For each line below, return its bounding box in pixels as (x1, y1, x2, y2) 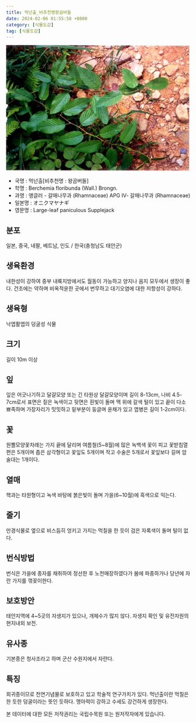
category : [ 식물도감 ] (6, 22, 54, 28)
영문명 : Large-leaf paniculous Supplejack (14, 207, 115, 214)
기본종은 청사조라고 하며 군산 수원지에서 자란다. (6, 655, 114, 662)
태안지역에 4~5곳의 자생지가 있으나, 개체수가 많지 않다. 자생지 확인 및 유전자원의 (6, 612, 189, 619)
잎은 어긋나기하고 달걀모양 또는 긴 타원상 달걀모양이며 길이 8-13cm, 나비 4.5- (6, 391, 183, 398)
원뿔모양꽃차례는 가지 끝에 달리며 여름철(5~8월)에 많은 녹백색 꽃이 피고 (6, 441, 168, 448)
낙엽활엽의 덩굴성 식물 (6, 320, 57, 328)
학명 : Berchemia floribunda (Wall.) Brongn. (14, 185, 118, 192)
